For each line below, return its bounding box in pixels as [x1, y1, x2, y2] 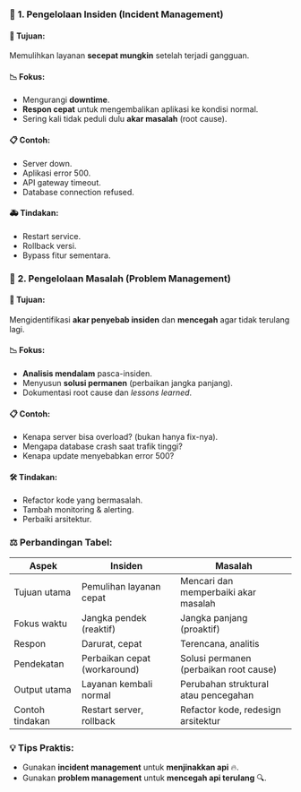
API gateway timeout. [21, 176, 101, 187]
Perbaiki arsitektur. [21, 514, 92, 525]
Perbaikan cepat [81, 651, 150, 664]
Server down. [21, 158, 73, 168]
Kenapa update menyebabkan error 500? [21, 451, 175, 461]
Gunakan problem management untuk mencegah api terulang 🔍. [21, 772, 267, 783]
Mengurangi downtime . [21, 94, 110, 106]
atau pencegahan [180, 689, 254, 702]
